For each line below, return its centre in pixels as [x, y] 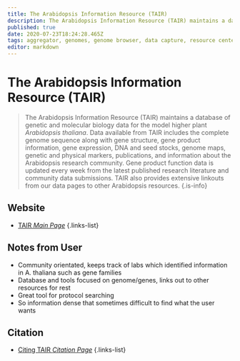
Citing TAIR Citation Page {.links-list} [72, 350]
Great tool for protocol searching [66, 295]
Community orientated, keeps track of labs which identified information [122, 265]
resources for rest [44, 288]
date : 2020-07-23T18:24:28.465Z [55, 34]
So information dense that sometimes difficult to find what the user [116, 302]
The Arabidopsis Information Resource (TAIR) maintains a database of [127, 117]
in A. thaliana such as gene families [70, 273]
